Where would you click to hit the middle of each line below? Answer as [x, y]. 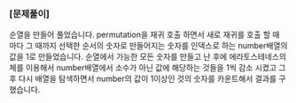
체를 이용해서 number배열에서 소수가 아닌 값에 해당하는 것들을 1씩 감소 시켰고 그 [148, 68]
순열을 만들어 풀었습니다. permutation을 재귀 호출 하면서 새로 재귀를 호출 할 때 [144, 35]
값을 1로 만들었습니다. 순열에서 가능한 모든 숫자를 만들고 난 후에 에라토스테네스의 [148, 57]
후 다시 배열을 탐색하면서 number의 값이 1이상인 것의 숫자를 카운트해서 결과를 [143, 79]
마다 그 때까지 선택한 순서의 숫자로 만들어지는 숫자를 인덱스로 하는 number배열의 [148, 46]
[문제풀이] [30, 13]
